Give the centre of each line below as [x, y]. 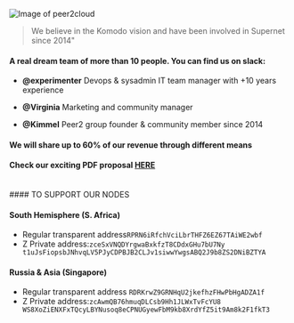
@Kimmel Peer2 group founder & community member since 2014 [143, 125]
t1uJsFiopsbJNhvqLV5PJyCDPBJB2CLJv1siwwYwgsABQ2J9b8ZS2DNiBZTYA [144, 253]
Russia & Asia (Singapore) [58, 272]
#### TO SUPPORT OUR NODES [69, 194]
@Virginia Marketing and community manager [107, 108]
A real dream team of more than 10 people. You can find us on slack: [137, 61]
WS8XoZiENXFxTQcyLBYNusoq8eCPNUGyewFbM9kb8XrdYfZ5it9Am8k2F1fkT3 [146, 310]
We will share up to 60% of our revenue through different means [131, 145]
